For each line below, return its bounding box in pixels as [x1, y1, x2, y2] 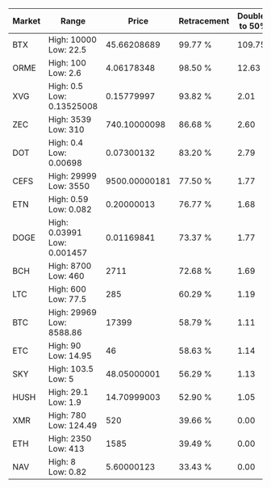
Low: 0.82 [48, 466, 87, 477]
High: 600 [48, 284, 87, 294]
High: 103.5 [48, 364, 94, 374]
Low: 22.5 [48, 44, 87, 55]
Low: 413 [48, 444, 85, 454]
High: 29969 [48, 307, 97, 318]
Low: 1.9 [48, 397, 82, 407]
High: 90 [48, 340, 81, 351]
